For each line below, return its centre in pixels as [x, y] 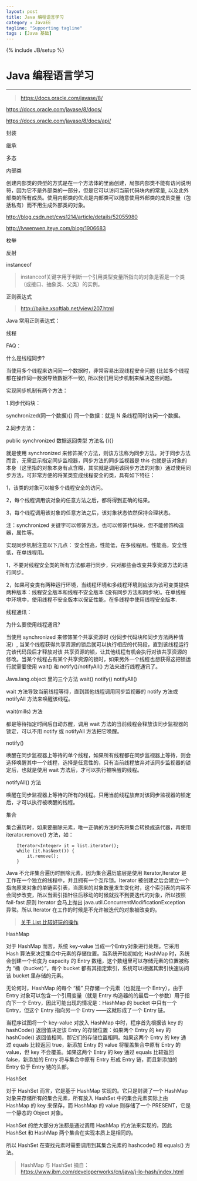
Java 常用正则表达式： [33, 321]
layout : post [22, 11]
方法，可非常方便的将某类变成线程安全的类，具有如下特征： [83, 475]
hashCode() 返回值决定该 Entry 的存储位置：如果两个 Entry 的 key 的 [89, 1030]
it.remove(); [43, 856]
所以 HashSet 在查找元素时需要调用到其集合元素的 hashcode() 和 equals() [95, 1145]
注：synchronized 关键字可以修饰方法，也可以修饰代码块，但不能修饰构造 [95, 525]
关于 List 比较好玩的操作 [49, 923]
